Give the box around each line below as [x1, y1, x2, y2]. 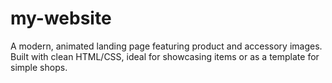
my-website [10, 7, 112, 30]
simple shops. [10, 61, 68, 73]
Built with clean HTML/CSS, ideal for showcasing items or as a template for [10, 50, 320, 62]
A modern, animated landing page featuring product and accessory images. [10, 40, 323, 52]
